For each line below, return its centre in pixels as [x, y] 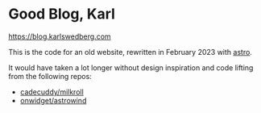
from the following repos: [50, 76]
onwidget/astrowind [53, 100]
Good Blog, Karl [62, 14]
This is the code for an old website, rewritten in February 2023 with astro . [130, 52]
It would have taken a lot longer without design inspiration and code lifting [131, 67]
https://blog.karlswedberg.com [60, 36]
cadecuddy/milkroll [52, 92]
